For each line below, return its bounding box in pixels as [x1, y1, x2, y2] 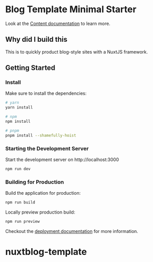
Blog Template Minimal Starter [5, 4, 137, 15]
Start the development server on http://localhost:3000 [5, 156, 119, 163]
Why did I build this [5, 35, 68, 44]
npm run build [5, 200, 36, 205]
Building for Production [5, 178, 64, 186]
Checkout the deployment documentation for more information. [5, 228, 139, 234]
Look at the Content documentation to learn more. [5, 20, 111, 27]
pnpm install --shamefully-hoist [5, 133, 76, 138]
